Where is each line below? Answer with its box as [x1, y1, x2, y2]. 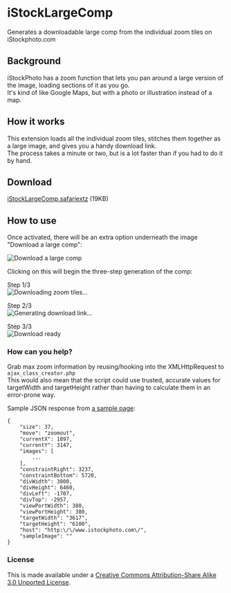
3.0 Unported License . [7, 578, 71, 586]
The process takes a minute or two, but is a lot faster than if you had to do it [7, 149, 223, 157]
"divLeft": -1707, [19, 490, 73, 497]
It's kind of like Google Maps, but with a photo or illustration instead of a [7, 88, 212, 96]
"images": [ [19, 448, 54, 455]
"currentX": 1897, [19, 436, 73, 443]
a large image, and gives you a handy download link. [7, 141, 157, 150]
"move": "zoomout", [19, 430, 76, 437]
